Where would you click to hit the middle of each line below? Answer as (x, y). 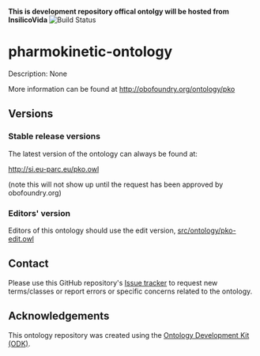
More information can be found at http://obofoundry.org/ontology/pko (122, 89)
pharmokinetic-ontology (90, 52)
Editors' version (40, 213)
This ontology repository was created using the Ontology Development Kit (129, 335)
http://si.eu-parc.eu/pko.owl (54, 169)
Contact (28, 264)
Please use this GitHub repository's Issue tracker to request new (113, 282)
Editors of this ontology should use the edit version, (92, 230)
